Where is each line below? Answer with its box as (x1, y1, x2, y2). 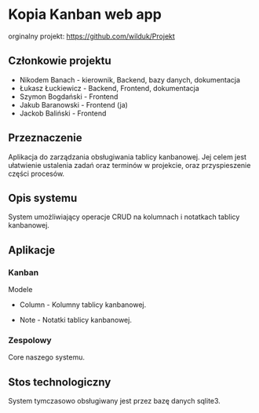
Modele (8, 285, 33, 294)
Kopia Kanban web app (8, 5, 162, 24)
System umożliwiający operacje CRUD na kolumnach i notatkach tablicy (8, 212, 240, 221)
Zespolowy (8, 334, 53, 345)
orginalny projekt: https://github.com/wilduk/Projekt (8, 31, 175, 41)
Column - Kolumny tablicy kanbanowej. (19, 300, 147, 309)
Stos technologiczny (8, 375, 111, 389)
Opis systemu (8, 191, 78, 205)
